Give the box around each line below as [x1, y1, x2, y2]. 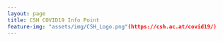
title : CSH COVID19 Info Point [7, 17, 100, 24]
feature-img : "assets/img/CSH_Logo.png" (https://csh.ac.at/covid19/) [7, 23, 217, 30]
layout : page [7, 10, 46, 17]
